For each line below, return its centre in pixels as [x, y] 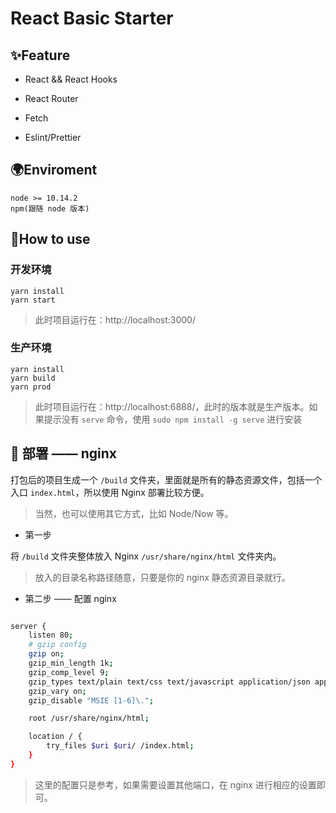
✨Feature [40, 55]
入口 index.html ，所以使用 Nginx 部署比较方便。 [110, 492]
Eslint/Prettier [53, 137]
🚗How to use [50, 239]
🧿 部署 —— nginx [63, 453]
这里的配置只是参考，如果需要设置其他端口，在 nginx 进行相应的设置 [175, 784]
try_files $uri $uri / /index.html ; [120, 746]
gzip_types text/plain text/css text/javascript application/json [169, 682]
